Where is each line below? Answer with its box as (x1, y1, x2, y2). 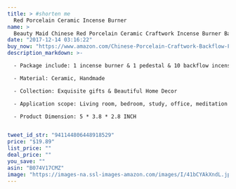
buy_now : (7, 43, 33, 50)
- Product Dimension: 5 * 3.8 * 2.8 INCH (13, 113, 137, 120)
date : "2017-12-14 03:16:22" (7, 37, 93, 44)
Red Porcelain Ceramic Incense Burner (13, 17, 128, 24)
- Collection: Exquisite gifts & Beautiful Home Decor (13, 87, 178, 95)
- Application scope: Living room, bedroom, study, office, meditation (13, 100, 228, 107)
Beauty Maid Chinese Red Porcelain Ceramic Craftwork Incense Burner (13, 30, 221, 37)
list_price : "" (7, 145, 52, 152)
